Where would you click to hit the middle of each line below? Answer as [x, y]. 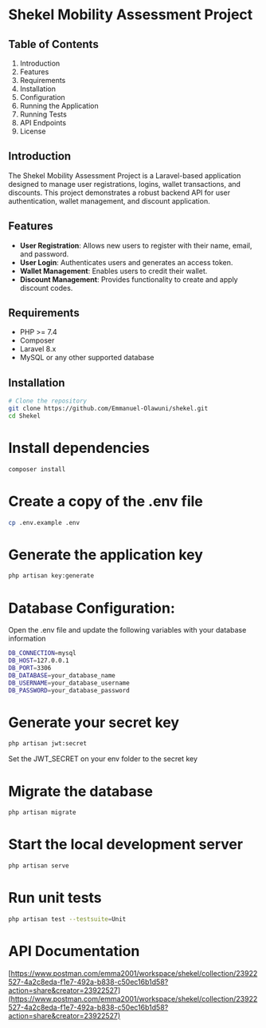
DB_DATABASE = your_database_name [62, 675]
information [27, 639]
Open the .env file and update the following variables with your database [127, 630]
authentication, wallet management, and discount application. [109, 200]
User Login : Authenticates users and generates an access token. [126, 262]
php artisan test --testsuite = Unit [67, 919]
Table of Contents [54, 44]
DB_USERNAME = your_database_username [69, 683]
